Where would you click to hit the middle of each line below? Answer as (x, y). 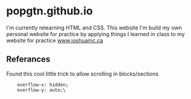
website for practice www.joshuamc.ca (55, 40)
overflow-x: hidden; (43, 85)
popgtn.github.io (50, 11)
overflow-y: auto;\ (42, 90)
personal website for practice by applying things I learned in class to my (95, 34)
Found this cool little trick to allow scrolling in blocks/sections (82, 74)
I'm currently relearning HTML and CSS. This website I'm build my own (94, 28)
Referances (28, 59)
